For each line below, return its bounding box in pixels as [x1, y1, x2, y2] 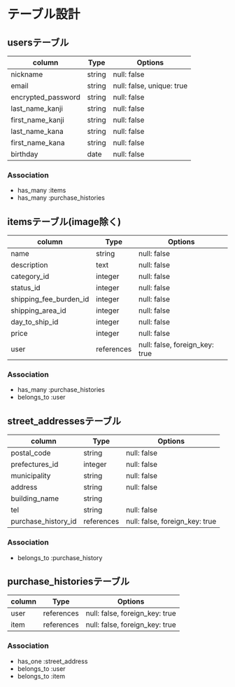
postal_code [10, 448, 51, 458]
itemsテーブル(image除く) [7, 215, 122, 228]
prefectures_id [10, 460, 59, 470]
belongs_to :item [17, 672, 66, 680]
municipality [10, 471, 51, 481]
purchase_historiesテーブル [7, 576, 130, 587]
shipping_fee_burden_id [10, 294, 90, 304]
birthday [10, 149, 38, 158]
